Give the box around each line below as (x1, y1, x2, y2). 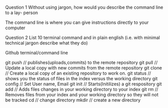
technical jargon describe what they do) (5, 40, 88, 46)
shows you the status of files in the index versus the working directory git (5, 76, 158, 81)
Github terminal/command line (5, 50, 68, 56)
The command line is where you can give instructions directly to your (5, 20, 149, 25)
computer (5, 25, 26, 31)
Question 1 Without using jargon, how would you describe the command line (5, 5, 163, 10)
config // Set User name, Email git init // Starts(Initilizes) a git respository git (5, 81, 162, 87)
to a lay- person (5, 10, 38, 16)
